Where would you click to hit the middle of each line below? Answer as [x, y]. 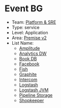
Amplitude [30, 48]
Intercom [28, 80]
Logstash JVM [34, 90]
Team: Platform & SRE [34, 22]
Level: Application [30, 32]
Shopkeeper [31, 100]
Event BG [24, 9]
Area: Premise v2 [29, 38]
